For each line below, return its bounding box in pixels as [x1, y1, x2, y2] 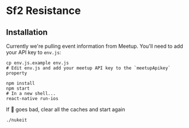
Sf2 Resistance [6, 4, 81, 17]
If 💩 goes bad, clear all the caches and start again [6, 106, 125, 113]
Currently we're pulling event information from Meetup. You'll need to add [6, 42, 184, 49]
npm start [6, 86, 30, 91]
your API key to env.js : [6, 49, 61, 56]
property [6, 70, 27, 76]
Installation [6, 27, 48, 37]
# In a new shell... [6, 91, 57, 97]
